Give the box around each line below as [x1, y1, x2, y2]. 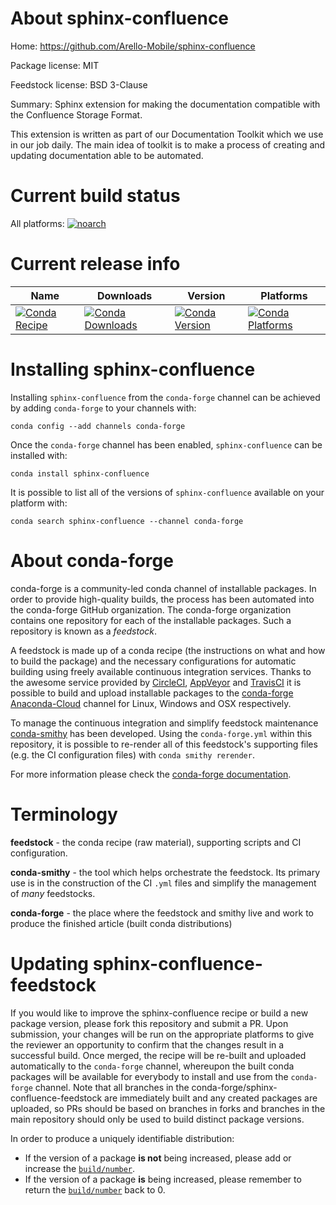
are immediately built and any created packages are [104, 1092, 318, 1104]
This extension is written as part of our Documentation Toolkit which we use [10, 128, 324, 140]
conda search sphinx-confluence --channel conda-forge [10, 516, 244, 526]
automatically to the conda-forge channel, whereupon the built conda [10, 1060, 295, 1072]
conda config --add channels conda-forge [10, 421, 186, 431]
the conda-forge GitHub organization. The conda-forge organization [10, 603, 292, 616]
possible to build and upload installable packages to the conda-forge [10, 687, 294, 699]
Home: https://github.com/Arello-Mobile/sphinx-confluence [10, 40, 256, 52]
